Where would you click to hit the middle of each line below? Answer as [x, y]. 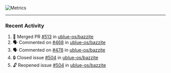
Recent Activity [25, 25]
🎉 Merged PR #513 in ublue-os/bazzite [53, 37]
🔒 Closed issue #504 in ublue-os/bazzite [55, 58]
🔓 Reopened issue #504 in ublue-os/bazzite [59, 65]
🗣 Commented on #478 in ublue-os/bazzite [59, 50]
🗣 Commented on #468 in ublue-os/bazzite [59, 43]
